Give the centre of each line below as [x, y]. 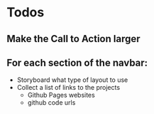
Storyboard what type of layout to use [72, 80]
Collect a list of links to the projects [68, 88]
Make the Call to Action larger [73, 39]
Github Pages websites [61, 95]
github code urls [51, 103]
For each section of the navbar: [77, 62]
